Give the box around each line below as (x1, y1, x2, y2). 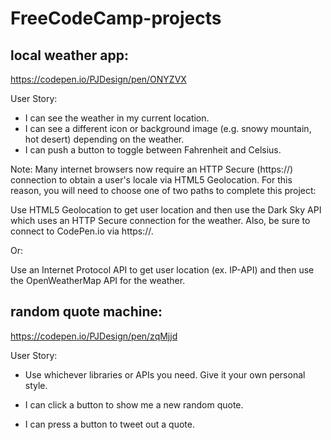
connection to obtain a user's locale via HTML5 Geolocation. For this (10, 174, 293, 186)
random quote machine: (10, 303, 163, 321)
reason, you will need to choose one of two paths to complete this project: (10, 185, 317, 196)
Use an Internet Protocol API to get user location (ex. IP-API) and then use (10, 264, 315, 276)
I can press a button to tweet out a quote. (24, 418, 195, 430)
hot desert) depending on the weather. (24, 133, 185, 145)
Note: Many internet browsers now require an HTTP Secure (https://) (10, 163, 294, 175)
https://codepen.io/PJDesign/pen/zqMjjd (10, 330, 178, 342)
